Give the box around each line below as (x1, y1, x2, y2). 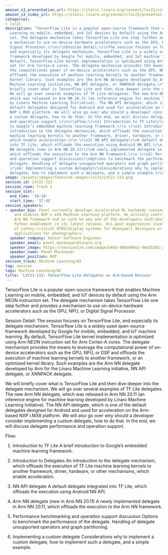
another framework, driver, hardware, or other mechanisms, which (12, 468, 149, 474)
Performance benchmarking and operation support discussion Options (12, 513, 158, 519)
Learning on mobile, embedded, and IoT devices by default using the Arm (5, 292, 156, 298)
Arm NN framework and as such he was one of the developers (14, 217, 142, 222)
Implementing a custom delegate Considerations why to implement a (12, 533, 154, 539)
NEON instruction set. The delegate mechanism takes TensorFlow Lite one (5, 297, 158, 303)
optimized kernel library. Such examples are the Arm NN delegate (5, 360, 140, 366)
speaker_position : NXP (9, 254, 57, 259)
